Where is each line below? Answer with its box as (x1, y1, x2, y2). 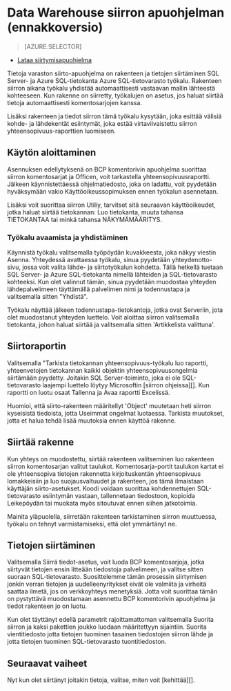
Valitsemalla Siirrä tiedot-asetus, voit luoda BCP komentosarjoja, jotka (7, 558, 205, 566)
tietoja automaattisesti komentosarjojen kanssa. (7, 98, 143, 107)
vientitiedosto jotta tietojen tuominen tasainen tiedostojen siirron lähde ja (7, 630, 214, 638)
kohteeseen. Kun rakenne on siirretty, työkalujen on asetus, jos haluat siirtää (7, 91, 223, 100)
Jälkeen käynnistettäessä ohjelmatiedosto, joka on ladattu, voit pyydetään (7, 180, 217, 188)
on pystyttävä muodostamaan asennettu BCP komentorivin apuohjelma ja (7, 595, 216, 603)
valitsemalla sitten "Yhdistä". (7, 293, 88, 301)
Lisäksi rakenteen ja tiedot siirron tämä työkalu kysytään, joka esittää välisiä (7, 112, 222, 120)
